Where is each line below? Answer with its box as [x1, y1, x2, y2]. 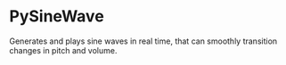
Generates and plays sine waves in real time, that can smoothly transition [9, 36, 278, 46]
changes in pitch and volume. [9, 45, 118, 55]
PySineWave [9, 6, 104, 27]
